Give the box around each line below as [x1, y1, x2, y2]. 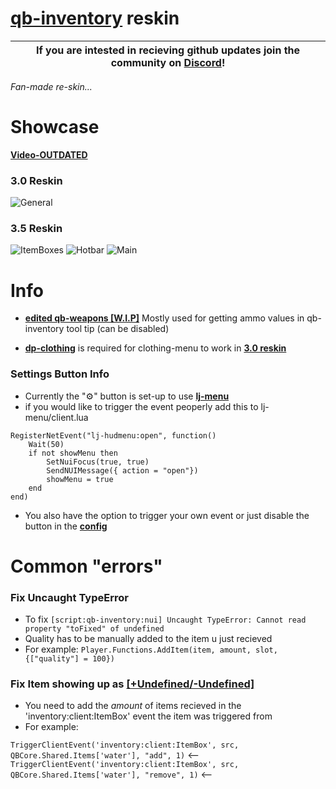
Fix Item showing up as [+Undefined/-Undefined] [10, 677, 255, 691]
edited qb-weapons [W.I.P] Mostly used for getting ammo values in [24, 312, 305, 324]
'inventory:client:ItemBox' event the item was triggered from [24, 710, 273, 722]
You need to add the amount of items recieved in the [24, 700, 242, 712]
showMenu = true [46, 474, 114, 484]
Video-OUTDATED [10, 148, 88, 161]
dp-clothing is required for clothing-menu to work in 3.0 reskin [24, 342, 287, 354]
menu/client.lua [24, 411, 89, 423]
